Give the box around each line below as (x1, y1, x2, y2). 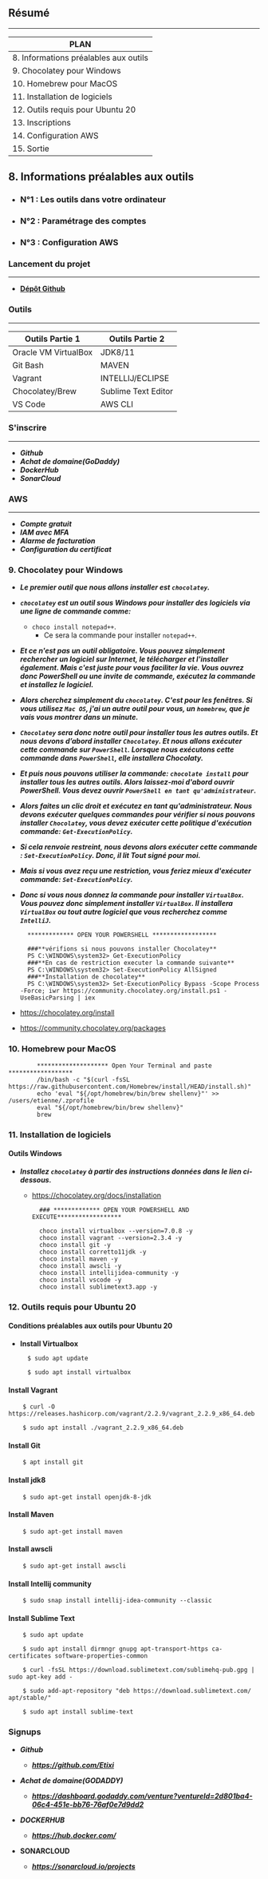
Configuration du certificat (19, 545, 112, 554)
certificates (8, 1652, 52, 1660)
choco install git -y (38, 1241, 112, 1249)
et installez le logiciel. (19, 680, 94, 689)
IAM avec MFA (19, 527, 69, 538)
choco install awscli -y (38, 1261, 122, 1269)
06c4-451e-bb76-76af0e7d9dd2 (31, 1799, 144, 1809)
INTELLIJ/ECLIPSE (100, 372, 170, 383)
